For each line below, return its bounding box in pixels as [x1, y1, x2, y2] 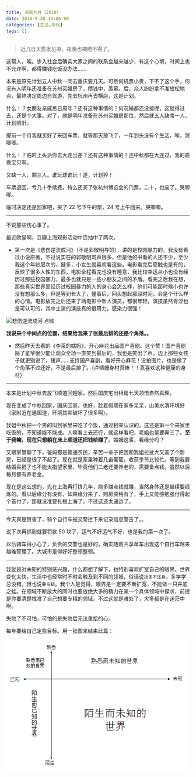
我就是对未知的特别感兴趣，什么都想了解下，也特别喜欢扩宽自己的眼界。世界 [6, 566, 190, 573]
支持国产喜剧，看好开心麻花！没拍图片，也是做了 [69, 357, 187, 364]
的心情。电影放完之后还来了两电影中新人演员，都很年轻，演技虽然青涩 [14, 297, 184, 304]
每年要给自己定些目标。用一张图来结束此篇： [6, 627, 114, 635]
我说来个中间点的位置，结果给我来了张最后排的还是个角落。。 [6, 330, 152, 337]
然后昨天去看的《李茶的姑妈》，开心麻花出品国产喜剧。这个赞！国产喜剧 [14, 343, 186, 350]
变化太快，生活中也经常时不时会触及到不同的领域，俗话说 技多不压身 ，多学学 [6, 573, 187, 580]
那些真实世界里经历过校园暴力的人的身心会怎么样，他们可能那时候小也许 [14, 283, 188, 290]
